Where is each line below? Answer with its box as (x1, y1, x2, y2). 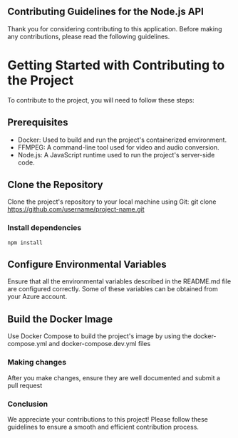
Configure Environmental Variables (7, 259, 167, 271)
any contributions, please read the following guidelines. (7, 32, 170, 41)
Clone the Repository (7, 178, 103, 191)
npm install (7, 239, 43, 246)
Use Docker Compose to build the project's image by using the (7, 332, 192, 340)
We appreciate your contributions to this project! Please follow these (7, 414, 209, 423)
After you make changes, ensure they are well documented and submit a (7, 373, 221, 382)
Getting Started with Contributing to (7, 57, 225, 73)
